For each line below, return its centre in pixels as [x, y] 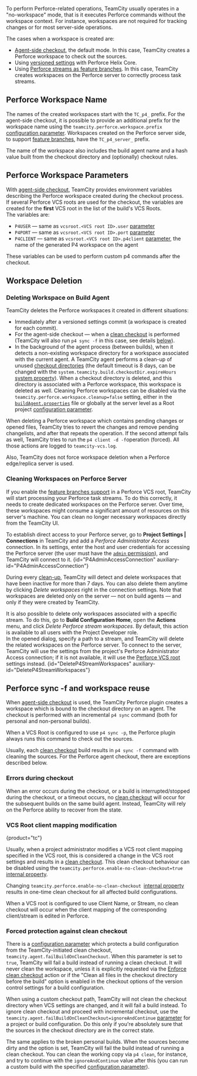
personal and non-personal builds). [49, 721]
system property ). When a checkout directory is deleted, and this [93, 378]
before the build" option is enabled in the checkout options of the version [94, 981]
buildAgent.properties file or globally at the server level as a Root [94, 403]
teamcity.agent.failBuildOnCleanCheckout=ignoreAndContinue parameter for [98, 1018]
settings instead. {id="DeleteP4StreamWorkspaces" [69, 663]
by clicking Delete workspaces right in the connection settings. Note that [94, 590]
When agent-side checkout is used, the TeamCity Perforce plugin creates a [97, 703]
